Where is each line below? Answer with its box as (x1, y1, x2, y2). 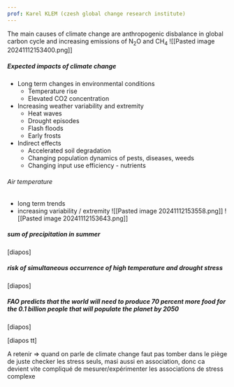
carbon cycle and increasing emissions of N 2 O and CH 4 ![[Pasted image (7, 36, 215, 47)
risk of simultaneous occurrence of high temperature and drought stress (7, 264, 224, 272)
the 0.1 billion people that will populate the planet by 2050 (7, 305, 180, 314)
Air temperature (7, 177, 53, 185)
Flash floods (27, 124, 64, 133)
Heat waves (27, 109, 62, 118)
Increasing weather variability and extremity (17, 102, 145, 111)
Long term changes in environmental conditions (17, 80, 155, 88)
